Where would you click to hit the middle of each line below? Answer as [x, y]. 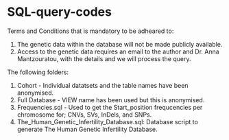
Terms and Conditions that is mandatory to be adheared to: [91, 31]
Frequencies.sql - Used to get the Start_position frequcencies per [110, 107]
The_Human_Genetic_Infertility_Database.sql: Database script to [108, 121]
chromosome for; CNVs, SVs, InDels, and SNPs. [84, 115]
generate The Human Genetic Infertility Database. [87, 129]
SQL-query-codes [59, 12]
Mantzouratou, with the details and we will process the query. [104, 58]
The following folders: [38, 72]
